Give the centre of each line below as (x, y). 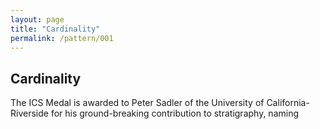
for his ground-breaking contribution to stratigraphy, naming (175, 113)
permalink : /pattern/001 (62, 38)
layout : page (37, 19)
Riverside (29, 113)
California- (288, 103)
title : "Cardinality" (55, 29)
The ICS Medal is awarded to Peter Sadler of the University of (137, 103)
